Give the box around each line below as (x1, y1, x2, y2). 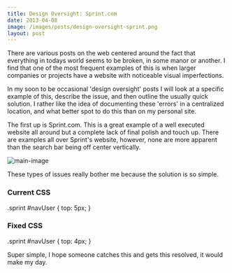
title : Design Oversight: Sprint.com (7, 10, 117, 17)
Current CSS (7, 188, 51, 197)
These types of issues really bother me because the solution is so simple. (7, 170, 219, 178)
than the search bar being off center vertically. (7, 143, 141, 151)
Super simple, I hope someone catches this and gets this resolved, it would (7, 250, 224, 259)
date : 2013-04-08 (7, 17, 58, 24)
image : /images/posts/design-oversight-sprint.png (7, 23, 158, 30)
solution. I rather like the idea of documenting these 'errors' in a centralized (7, 99, 224, 108)
